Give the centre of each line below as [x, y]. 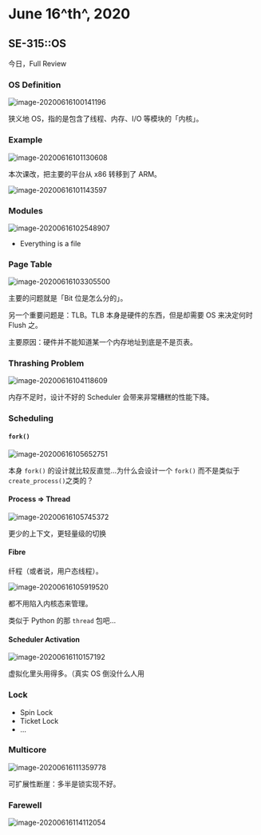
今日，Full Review [38, 64]
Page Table [30, 264]
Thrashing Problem [46, 363]
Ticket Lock [39, 721]
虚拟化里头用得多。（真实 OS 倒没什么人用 [77, 673]
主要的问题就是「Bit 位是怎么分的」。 [68, 298]
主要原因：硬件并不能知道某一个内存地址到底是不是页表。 [103, 342]
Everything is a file [50, 243]
